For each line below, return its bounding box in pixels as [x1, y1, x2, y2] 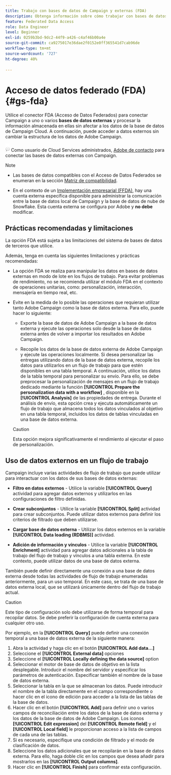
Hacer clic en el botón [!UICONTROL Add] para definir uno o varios [12, 704, 154, 710]
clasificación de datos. [12, 742, 60, 748]
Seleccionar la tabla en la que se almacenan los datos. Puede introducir [12, 682, 163, 689]
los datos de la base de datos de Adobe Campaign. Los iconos [12, 715, 144, 721]
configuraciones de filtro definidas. [12, 496, 87, 502]
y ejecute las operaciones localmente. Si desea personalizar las [20, 352, 154, 358]
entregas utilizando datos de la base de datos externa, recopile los [20, 357, 160, 363]
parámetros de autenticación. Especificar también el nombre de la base [12, 672, 163, 678]
